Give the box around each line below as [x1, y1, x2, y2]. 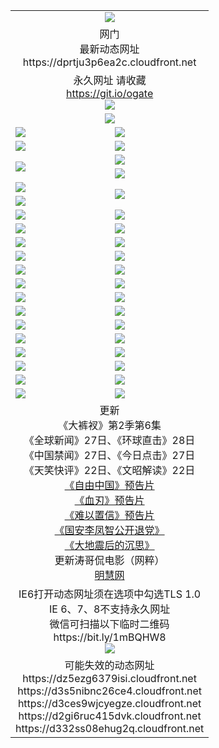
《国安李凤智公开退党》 [54, 523, 165, 537]
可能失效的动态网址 [64, 658, 155, 672]
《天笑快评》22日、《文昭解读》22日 [23, 463, 196, 477]
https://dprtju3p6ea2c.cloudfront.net [22, 55, 197, 69]
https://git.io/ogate [65, 86, 154, 100]
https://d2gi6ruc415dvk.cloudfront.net [18, 709, 202, 723]
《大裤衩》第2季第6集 [58, 418, 162, 432]
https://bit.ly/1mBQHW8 [53, 630, 167, 644]
